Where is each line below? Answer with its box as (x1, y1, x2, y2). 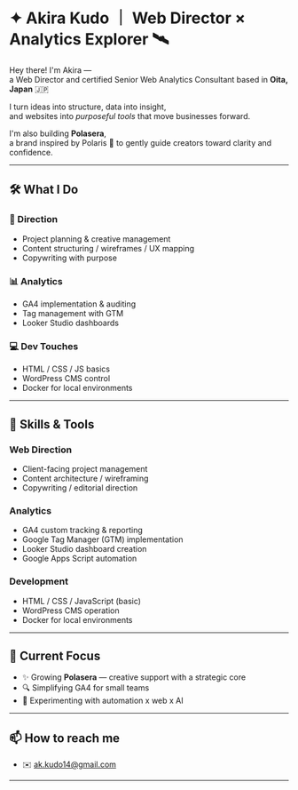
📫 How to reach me (9, 730, 121, 746)
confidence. (9, 147, 53, 157)
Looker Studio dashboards (21, 317, 120, 328)
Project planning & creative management (21, 233, 171, 244)
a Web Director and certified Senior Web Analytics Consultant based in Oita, (9, 74, 288, 84)
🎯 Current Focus (9, 648, 101, 663)
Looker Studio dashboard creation (21, 544, 147, 555)
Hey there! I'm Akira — (9, 64, 92, 76)
